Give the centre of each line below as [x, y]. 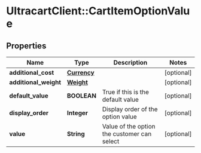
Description [130, 62]
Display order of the [130, 109]
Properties [26, 46]
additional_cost [32, 73]
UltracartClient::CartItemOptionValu [98, 11]
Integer [77, 113]
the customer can [127, 134]
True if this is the [126, 92]
